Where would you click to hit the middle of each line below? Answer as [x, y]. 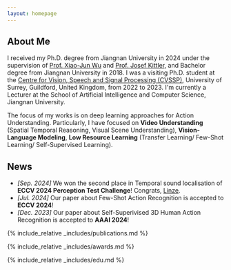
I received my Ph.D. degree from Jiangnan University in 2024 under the [109, 58]
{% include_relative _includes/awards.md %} [71, 247]
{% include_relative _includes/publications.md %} [78, 233]
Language [22, 137]
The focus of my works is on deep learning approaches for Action [101, 115]
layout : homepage [32, 13]
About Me [29, 42]
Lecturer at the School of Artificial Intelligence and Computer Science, [107, 95]
